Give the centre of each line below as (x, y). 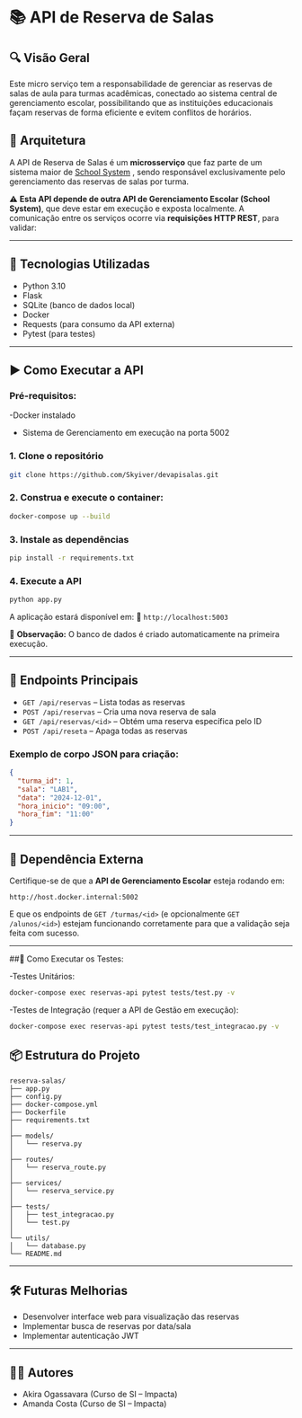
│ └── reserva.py (46, 1143)
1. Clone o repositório (57, 456)
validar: (23, 227)
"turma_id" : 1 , (46, 781)
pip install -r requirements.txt (72, 558)
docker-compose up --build (60, 516)
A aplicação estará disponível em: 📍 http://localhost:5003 (119, 617)
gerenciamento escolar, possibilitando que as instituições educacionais (142, 103)
